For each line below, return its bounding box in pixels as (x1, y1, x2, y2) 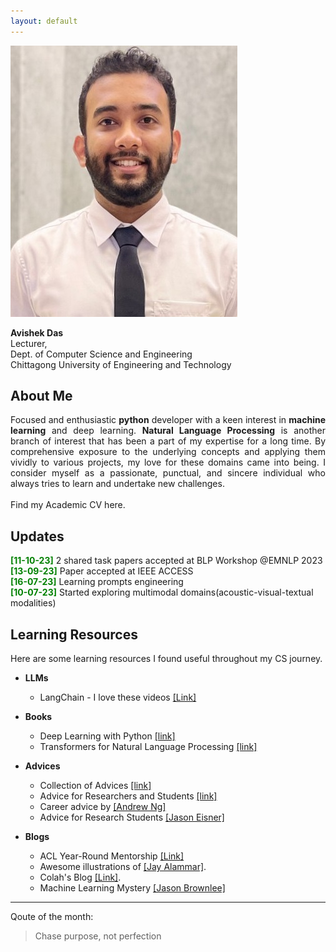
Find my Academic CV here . (10, 499, 126, 511)
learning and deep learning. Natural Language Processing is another (10, 425, 326, 437)
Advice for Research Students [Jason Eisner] (39, 811, 225, 824)
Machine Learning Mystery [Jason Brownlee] (39, 882, 226, 894)
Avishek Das (10, 326, 64, 339)
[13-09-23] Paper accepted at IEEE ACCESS (10, 565, 194, 577)
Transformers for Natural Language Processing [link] (39, 741, 258, 753)
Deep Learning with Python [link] (39, 730, 176, 742)
